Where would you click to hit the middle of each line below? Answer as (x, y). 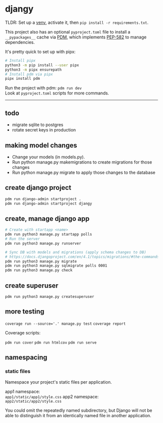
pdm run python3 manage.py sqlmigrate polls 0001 (56, 266)
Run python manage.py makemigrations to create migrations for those (82, 162)
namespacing (26, 358)
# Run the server (23, 239)
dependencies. (20, 42)
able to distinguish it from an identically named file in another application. (78, 415)
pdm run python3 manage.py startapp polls (49, 235)
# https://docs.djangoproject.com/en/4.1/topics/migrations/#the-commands (82, 257)
